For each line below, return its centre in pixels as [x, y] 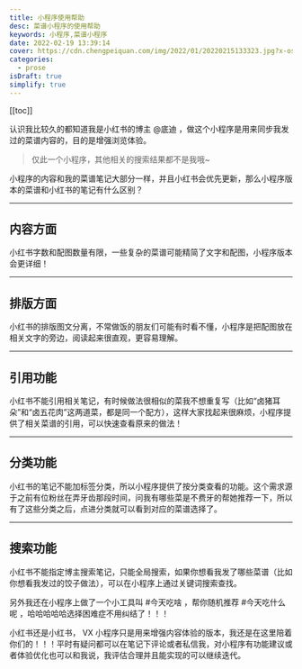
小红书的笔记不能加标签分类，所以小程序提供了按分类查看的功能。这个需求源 [151, 486]
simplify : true [38, 85]
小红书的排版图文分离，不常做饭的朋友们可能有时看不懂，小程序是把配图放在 [151, 327]
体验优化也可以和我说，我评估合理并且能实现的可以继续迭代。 [131, 655]
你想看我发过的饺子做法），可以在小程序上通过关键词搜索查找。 [125, 583]
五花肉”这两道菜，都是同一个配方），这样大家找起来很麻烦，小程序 [162, 412]
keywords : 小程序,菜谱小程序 [58, 34]
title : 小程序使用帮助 [47, 18]
